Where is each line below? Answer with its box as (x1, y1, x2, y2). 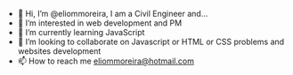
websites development (17, 46, 102, 56)
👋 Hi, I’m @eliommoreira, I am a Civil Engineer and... (17, 9, 208, 19)
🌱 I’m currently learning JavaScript (17, 27, 145, 37)
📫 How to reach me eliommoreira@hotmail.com (17, 56, 194, 66)
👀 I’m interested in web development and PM (17, 18, 183, 28)
